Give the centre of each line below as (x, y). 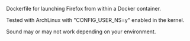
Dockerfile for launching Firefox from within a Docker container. (84, 9)
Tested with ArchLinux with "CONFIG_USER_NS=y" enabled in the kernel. (95, 20)
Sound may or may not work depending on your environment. (81, 31)
